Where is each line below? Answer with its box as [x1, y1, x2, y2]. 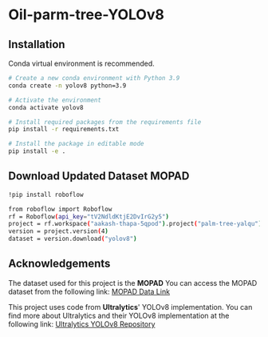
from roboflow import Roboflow [8, 205, 112, 213]
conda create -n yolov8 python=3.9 [8, 82, 127, 90]
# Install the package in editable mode [8, 140, 145, 148]
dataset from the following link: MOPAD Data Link [8, 287, 170, 296]
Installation [8, 38, 65, 51]
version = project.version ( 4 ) [8, 227, 109, 235]
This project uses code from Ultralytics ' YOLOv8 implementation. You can [8, 302, 253, 311]
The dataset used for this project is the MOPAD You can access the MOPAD [8, 278, 258, 287]
